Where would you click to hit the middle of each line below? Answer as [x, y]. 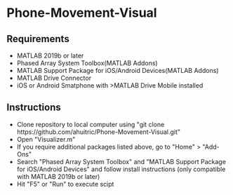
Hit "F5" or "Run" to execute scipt [65, 184]
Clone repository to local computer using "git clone [91, 124]
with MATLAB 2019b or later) [58, 176]
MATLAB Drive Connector [54, 78]
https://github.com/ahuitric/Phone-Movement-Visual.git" [98, 132]
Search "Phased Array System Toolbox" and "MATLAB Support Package [121, 161]
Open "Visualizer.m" [46, 139]
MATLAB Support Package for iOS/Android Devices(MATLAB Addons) [118, 70]
